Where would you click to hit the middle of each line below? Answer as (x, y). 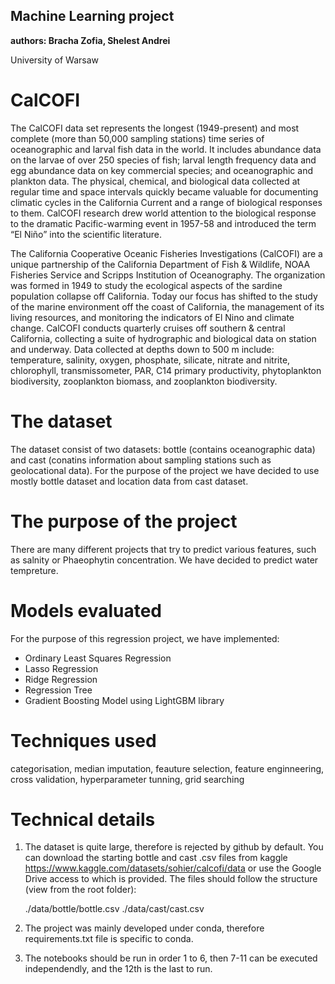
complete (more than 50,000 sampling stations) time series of (137, 138)
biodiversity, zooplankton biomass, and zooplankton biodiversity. (144, 381)
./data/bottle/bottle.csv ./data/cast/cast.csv (114, 909)
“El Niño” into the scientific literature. (86, 234)
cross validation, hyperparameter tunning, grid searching (127, 779)
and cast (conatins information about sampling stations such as (141, 460)
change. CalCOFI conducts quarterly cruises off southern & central (148, 328)
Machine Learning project (92, 16)
